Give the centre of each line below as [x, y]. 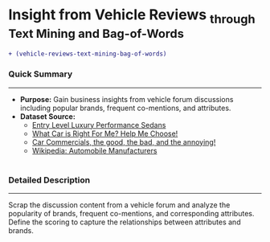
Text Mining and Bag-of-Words [96, 33]
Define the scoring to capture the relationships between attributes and [125, 222]
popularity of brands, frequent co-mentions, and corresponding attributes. [131, 213]
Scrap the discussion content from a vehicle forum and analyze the [119, 205]
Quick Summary [41, 74]
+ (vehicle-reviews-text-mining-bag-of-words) [88, 54]
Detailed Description [49, 180]
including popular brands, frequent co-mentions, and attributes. [125, 108]
